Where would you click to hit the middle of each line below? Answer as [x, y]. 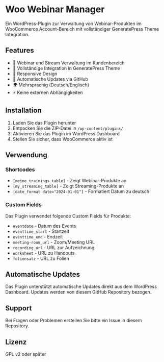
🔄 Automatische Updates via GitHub [50, 79]
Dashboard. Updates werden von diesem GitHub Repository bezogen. [78, 292]
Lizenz [16, 342]
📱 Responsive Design [35, 74]
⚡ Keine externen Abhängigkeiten [48, 92]
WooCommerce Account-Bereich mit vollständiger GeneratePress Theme [82, 29]
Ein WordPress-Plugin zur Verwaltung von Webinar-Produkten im [73, 23]
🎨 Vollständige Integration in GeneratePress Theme [66, 68]
